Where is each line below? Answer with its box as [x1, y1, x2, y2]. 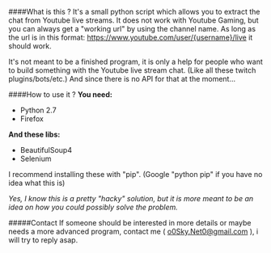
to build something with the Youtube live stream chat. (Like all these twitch [8, 65, 256, 75]
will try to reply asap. [8, 235, 78, 245]
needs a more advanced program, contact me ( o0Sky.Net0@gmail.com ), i [8, 226, 259, 236]
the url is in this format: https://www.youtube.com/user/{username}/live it [8, 32, 253, 42]
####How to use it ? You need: [8, 90, 113, 99]
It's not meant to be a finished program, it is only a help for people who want [8, 57, 263, 66]
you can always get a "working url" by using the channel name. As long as [8, 24, 256, 33]
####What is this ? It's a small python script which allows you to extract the [8, 7, 260, 16]
